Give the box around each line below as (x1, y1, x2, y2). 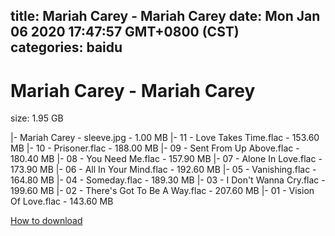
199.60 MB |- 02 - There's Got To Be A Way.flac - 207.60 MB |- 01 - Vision (10, 185, 315, 197)
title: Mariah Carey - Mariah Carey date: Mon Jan (10, 8, 321, 25)
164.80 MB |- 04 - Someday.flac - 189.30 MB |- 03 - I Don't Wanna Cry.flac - (10, 174, 326, 186)
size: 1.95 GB (10, 112, 64, 124)
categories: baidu (10, 39, 123, 56)
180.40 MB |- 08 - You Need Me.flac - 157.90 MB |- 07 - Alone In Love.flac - (10, 153, 323, 165)
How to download (10, 215, 83, 227)
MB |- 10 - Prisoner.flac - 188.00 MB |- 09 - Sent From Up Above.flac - (10, 142, 300, 154)
